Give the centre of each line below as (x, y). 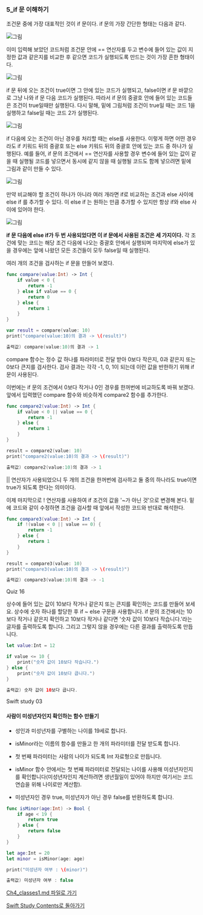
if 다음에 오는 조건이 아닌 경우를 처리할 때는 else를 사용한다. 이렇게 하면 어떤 (96, 139)
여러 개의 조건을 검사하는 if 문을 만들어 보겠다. (60, 263)
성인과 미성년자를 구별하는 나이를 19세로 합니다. (71, 730)
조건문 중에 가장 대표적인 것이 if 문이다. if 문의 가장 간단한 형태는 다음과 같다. (96, 24)
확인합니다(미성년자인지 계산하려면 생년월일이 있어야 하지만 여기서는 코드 (107, 777)
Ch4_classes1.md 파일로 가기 (42, 893)
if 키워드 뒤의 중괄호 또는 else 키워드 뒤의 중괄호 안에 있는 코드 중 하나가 (102, 146)
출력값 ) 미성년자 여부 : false (40, 881)
